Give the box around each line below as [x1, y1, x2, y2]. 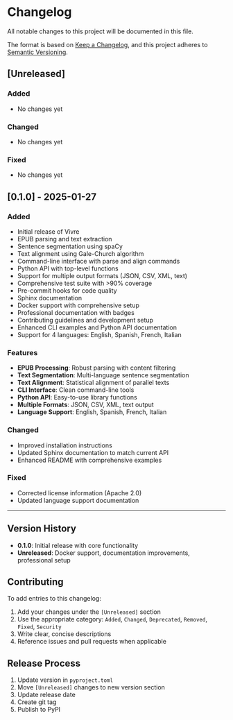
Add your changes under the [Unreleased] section [17, 608, 161, 616]
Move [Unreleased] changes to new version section [17, 683, 165, 692]
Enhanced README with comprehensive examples [17, 456, 162, 464]
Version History [7, 523, 76, 535]
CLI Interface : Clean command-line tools [17, 386, 135, 394]
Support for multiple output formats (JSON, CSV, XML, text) [17, 271, 188, 280]
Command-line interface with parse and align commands [17, 257, 180, 265]
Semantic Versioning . [7, 48, 68, 56]
